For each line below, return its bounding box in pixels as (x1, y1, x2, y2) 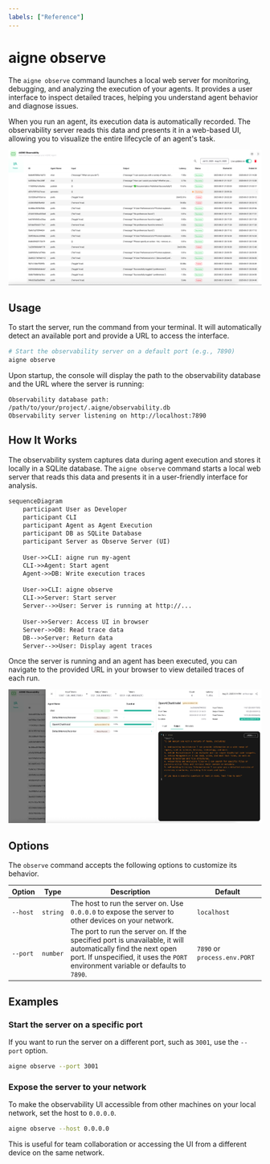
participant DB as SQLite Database (22, 529, 142, 537)
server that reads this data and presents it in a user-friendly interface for (8, 471, 248, 482)
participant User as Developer (22, 505, 128, 513)
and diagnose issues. (8, 101, 79, 110)
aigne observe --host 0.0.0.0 (8, 1125, 110, 1133)
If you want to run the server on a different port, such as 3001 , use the (8, 1038, 239, 1047)
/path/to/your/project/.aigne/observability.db (8, 403, 171, 412)
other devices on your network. (70, 915, 174, 925)
